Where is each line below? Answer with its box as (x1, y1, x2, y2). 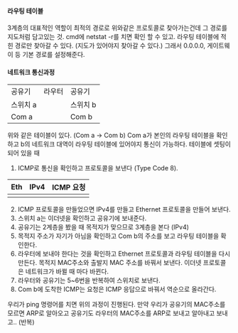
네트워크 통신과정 (7, 67, 55, 76)
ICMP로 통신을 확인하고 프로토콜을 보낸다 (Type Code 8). (17, 164, 179, 173)
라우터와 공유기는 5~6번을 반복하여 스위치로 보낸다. (17, 276, 161, 285)
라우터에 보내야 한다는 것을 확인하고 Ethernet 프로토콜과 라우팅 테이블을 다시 (17, 249, 231, 258)
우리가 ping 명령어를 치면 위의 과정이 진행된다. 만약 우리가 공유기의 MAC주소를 (7, 300, 226, 309)
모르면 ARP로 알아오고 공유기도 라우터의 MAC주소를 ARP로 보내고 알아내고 (7, 309, 215, 317)
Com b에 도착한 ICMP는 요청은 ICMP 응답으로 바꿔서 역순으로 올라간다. (17, 285, 217, 294)
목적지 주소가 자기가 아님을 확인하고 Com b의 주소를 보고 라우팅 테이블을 (17, 231, 220, 241)
